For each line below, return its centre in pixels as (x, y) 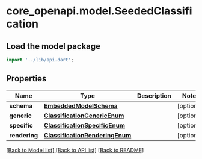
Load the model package (54, 46)
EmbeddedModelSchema (81, 105)
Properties (26, 79)
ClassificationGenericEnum (84, 116)
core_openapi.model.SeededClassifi (99, 11)
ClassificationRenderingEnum (88, 135)
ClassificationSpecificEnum (84, 125)
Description (154, 96)
